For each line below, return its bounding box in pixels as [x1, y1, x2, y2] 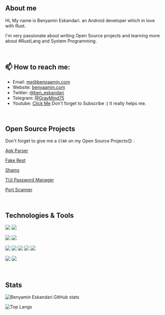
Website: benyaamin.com [12, 84, 65, 90]
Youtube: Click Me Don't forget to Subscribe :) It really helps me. [12, 100, 146, 106]
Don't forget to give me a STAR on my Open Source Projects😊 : [5, 138, 135, 144]
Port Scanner [5, 186, 33, 193]
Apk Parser [5, 148, 29, 154]
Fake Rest [5, 157, 26, 163]
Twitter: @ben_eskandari [12, 89, 64, 95]
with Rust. [5, 23, 26, 29]
